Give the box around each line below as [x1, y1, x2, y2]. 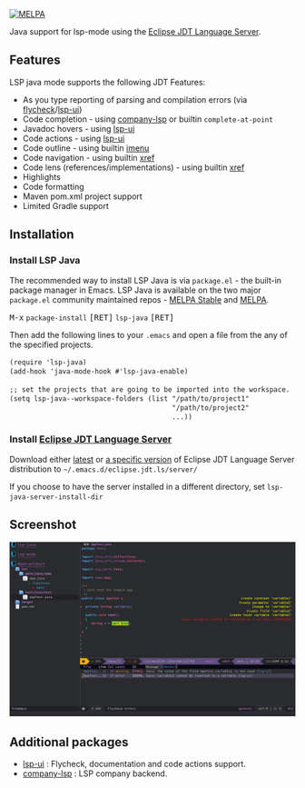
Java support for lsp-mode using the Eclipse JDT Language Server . [9, 26, 261, 36]
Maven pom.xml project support [22, 191, 143, 202]
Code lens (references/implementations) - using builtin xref [22, 162, 245, 173]
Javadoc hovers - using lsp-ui [22, 123, 135, 134]
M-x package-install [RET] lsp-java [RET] [9, 312, 175, 323]
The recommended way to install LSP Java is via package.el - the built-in [9, 274, 282, 285]
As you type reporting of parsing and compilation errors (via [22, 94, 248, 105]
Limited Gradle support [22, 200, 109, 211]
